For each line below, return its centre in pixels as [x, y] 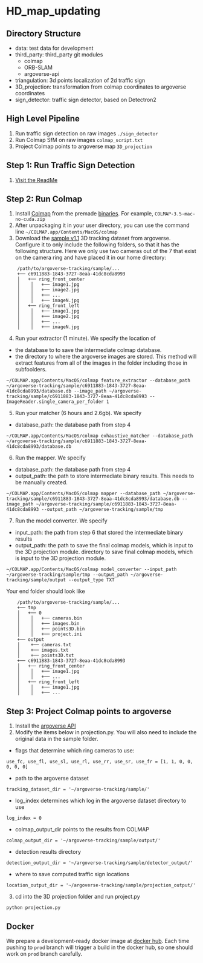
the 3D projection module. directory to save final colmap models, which [104, 552]
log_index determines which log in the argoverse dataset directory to [101, 801]
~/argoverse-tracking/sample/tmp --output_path [67, 575]
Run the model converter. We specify [61, 521]
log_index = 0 [24, 818]
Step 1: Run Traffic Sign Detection [71, 165]
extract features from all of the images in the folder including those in [101, 363]
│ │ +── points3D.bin [51, 629]
